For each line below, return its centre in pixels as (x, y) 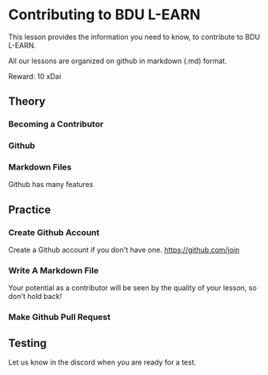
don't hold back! (35, 297)
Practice (30, 209)
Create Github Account (54, 232)
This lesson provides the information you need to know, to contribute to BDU (134, 37)
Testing (28, 343)
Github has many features (51, 185)
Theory (27, 102)
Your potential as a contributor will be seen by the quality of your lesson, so (133, 288)
